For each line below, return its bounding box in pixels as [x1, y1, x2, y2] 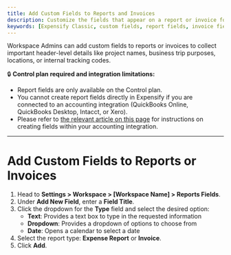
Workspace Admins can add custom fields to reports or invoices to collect [7, 42, 217, 50]
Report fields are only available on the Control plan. [16, 86, 163, 94]
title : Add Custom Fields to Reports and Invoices [7, 10, 155, 17]
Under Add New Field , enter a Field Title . [16, 197, 135, 206]
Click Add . [16, 241, 47, 250]
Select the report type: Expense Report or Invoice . [16, 234, 162, 243]
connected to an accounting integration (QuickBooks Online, [16, 100, 189, 109]
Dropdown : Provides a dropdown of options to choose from [27, 219, 197, 228]
